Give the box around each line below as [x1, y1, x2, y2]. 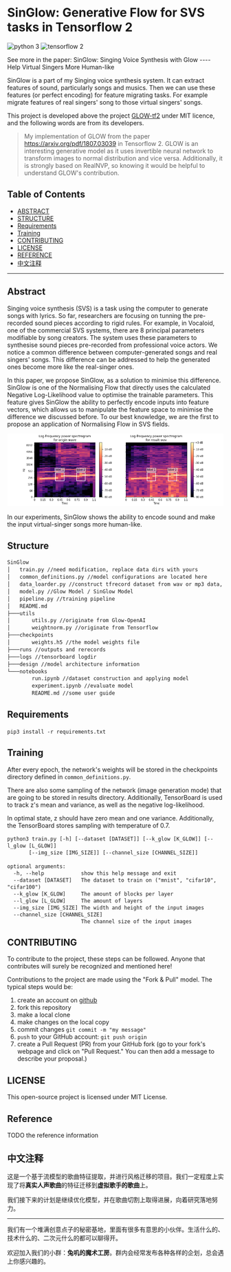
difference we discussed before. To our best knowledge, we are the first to [7, 412, 219, 421]
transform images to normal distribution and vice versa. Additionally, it [23, 153, 223, 162]
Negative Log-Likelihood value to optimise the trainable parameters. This [7, 390, 214, 399]
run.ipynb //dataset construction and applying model [32, 675, 189, 682]
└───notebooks [7, 668, 48, 675]
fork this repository [16, 1004, 71, 1012]
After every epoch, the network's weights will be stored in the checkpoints [7, 765, 218, 774]
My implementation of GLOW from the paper [23, 132, 151, 140]
